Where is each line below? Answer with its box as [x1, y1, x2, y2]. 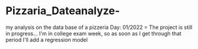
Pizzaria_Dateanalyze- [5, 4, 120, 18]
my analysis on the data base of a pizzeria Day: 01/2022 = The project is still [5, 24, 193, 31]
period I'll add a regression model [5, 36, 88, 43]
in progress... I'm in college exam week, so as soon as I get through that [5, 30, 182, 37]
